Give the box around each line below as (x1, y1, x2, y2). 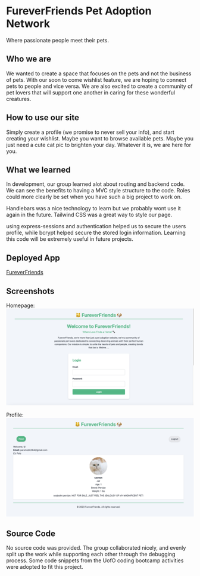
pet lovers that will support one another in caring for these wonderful (6, 88, 176, 96)
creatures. (6, 95, 32, 102)
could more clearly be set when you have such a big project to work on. (6, 193, 182, 201)
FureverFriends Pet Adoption (6, 4, 152, 18)
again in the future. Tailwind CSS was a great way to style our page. (6, 211, 173, 219)
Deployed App (6, 253, 61, 263)
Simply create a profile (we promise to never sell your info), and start (6, 128, 174, 136)
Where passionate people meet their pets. (6, 36, 109, 44)
